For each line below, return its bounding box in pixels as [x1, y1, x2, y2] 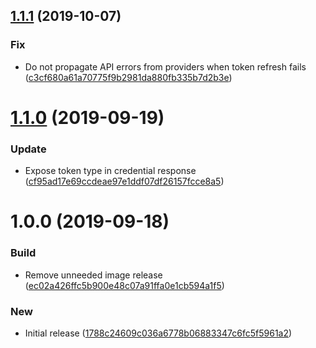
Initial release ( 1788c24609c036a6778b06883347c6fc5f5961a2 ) [24, 327, 293, 339]
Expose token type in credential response [24, 165, 197, 177]
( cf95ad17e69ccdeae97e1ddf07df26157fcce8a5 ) [24, 175, 225, 188]
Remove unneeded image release [24, 269, 163, 281]
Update [10, 142, 47, 156]
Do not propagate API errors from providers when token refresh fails [24, 60, 307, 73]
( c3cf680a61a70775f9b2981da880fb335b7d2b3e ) [24, 71, 233, 83]
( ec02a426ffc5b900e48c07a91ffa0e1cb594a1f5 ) [24, 279, 225, 291]
